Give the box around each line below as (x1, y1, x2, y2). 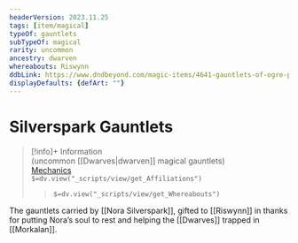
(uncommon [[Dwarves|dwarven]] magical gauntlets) (30, 156, 225, 166)
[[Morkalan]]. (9, 224, 58, 234)
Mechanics (30, 164, 72, 175)
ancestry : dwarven (9, 54, 77, 63)
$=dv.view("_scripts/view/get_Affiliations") (30, 174, 202, 183)
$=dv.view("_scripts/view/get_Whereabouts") (52, 189, 221, 199)
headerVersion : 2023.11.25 (9, 12, 109, 22)
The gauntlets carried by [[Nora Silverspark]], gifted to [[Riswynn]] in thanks (9, 205, 288, 216)
